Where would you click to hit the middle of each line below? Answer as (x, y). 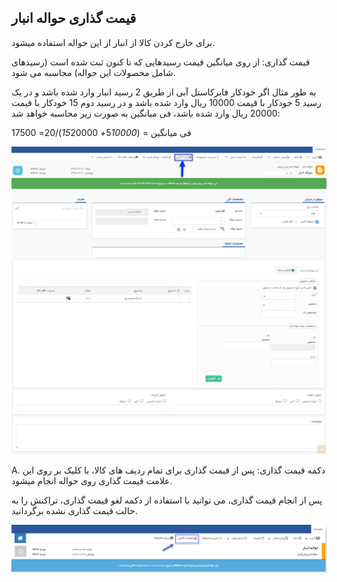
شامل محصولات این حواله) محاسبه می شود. (93, 72)
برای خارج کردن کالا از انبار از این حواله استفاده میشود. (113, 42)
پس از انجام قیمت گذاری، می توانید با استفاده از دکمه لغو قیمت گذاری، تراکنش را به (167, 500)
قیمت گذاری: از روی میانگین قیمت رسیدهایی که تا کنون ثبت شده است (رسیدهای (161, 62)
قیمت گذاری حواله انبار (74, 18)
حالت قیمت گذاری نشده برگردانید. (74, 510)
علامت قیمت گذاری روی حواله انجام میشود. (92, 480)
